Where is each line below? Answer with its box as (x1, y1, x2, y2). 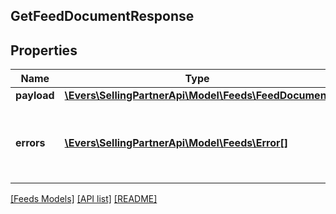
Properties (10, 42, 78, 59)
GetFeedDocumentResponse (10, 8, 195, 25)
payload (15, 89, 55, 103)
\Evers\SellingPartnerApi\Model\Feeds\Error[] (64, 136, 288, 150)
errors (15, 136, 46, 150)
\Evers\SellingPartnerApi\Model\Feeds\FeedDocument (64, 89, 331, 103)
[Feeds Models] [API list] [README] (10, 193, 158, 205)
